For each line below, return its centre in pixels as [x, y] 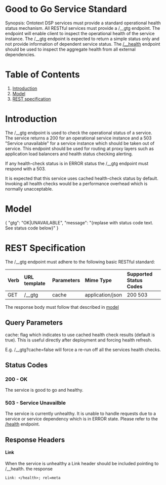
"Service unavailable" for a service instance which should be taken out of [80, 143]
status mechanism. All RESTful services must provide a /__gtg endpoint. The [83, 28]
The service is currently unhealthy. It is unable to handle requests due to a [81, 414]
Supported [140, 274]
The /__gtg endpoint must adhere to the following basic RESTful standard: [80, 262]
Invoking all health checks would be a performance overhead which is [76, 183]
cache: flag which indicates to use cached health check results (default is [80, 335]
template [35, 283]
